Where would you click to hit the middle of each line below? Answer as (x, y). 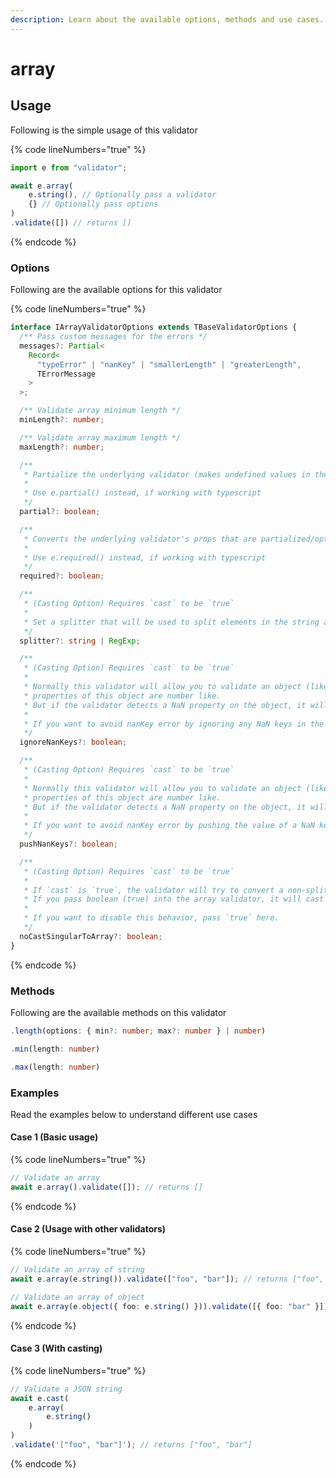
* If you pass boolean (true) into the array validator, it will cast (174, 899)
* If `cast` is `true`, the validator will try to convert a (153, 890)
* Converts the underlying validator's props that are (140, 539)
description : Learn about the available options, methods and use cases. (167, 19)
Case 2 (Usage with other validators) (88, 1229)
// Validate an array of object (77, 1297)
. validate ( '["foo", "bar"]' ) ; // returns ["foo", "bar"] (131, 1445)
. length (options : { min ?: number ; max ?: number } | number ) (138, 1031)
